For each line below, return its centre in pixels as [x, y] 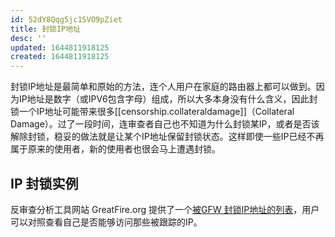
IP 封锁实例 [44, 183]
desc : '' [28, 38]
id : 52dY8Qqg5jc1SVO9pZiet [66, 19]
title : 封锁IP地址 [46, 29]
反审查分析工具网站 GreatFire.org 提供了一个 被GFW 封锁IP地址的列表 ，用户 [165, 209]
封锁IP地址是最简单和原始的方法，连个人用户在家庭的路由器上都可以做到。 [163, 87]
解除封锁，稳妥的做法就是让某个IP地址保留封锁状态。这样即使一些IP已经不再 [167, 137]
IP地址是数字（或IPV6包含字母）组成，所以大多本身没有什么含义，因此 [164, 99]
